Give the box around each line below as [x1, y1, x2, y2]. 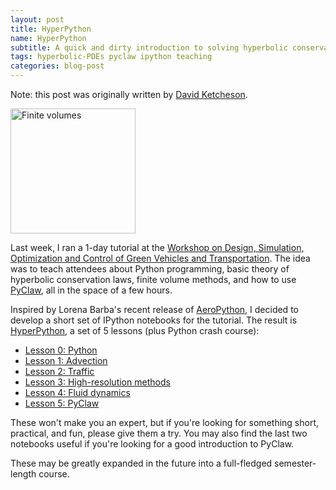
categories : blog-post [10, 61, 105, 71]
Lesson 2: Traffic [24, 366, 95, 377]
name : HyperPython [10, 33, 87, 43]
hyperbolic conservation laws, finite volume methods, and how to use [10, 274, 297, 285]
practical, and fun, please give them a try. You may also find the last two [10, 427, 308, 439]
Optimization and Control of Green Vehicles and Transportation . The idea [10, 252, 311, 264]
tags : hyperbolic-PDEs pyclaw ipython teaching [10, 52, 213, 62]
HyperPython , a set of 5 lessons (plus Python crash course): [10, 325, 260, 336]
